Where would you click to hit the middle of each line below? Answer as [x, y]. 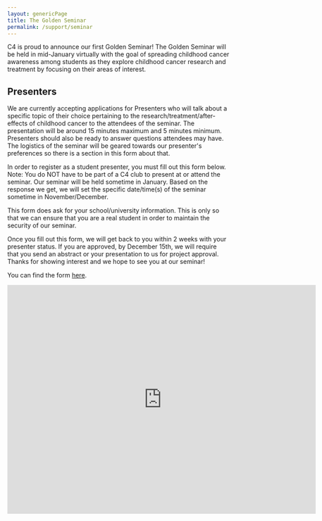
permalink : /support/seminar [50, 27]
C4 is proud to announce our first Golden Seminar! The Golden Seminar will [117, 47]
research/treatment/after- [179, 116]
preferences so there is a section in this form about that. [89, 153]
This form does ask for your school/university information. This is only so [113, 211]
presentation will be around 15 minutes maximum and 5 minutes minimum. [114, 131]
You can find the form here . [47, 275]
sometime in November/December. [58, 197]
